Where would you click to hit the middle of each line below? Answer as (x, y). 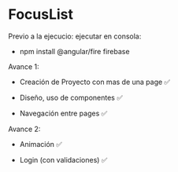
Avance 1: (24, 66)
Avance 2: (24, 129)
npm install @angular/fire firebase (74, 51)
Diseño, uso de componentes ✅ (71, 97)
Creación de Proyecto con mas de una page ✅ (95, 82)
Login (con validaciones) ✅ (63, 159)
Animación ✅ (41, 144)
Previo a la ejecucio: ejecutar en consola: (75, 36)
